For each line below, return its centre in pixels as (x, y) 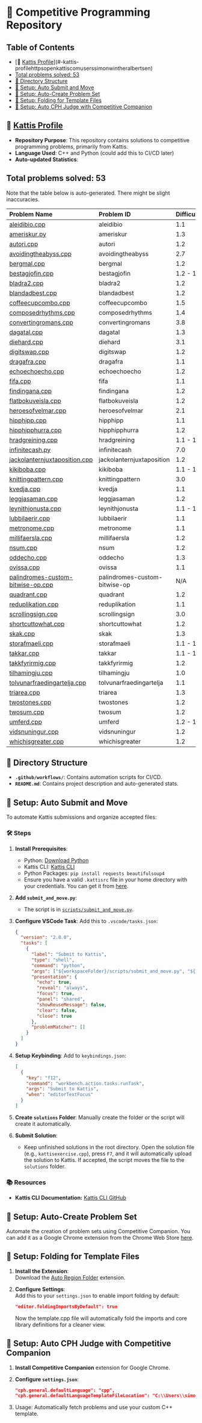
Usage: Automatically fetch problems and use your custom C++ (94, 1407)
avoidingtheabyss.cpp (41, 254)
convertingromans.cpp (41, 322)
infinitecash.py (30, 450)
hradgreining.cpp (34, 440)
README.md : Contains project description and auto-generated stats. (96, 784)
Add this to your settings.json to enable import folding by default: (97, 1295)
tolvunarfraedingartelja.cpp (48, 683)
